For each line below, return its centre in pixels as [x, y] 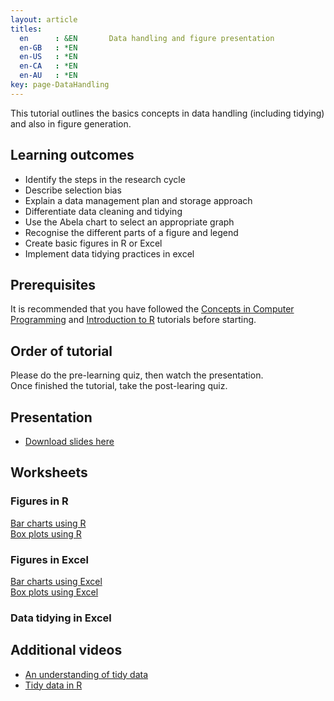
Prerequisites [53, 284]
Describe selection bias [73, 190]
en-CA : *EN [48, 66]
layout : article [44, 19]
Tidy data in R [53, 685]
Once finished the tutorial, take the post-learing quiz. [119, 386]
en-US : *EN [48, 57]
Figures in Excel [49, 559]
